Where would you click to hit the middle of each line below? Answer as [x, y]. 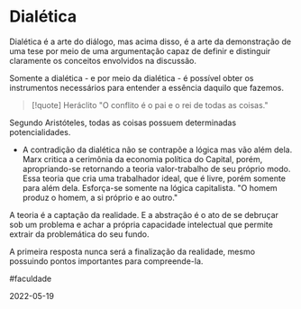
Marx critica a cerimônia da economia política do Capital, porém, [142, 159]
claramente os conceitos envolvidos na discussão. [103, 60]
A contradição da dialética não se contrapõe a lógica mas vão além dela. [157, 150]
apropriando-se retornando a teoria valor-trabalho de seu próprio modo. [156, 168]
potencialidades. [40, 132]
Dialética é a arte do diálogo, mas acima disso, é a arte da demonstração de [150, 41]
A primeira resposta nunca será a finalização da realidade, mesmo [132, 251]
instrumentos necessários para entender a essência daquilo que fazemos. [146, 87]
